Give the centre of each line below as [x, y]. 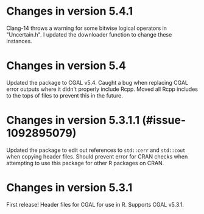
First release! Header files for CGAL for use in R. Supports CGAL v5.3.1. [95, 204]
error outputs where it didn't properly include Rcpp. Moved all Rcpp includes [102, 89]
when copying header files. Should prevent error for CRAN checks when [97, 156]
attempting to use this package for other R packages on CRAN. [85, 163]
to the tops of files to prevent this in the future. [65, 95]
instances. [19, 41]
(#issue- [164, 120]
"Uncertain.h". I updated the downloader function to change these [89, 34]
